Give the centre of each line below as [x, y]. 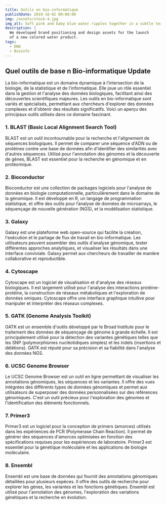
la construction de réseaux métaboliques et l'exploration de [85, 293]
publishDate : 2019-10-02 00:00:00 [41, 14]
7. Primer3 [18, 416]
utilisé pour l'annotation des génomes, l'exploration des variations [72, 492]
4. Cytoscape [22, 271]
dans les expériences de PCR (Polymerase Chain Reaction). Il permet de [79, 432]
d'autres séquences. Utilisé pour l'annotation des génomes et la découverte [82, 154]
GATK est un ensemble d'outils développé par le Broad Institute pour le [77, 327]
